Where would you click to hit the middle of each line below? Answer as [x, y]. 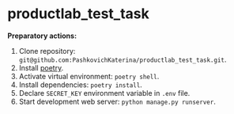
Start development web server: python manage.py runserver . [117, 101]
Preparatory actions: [42, 36]
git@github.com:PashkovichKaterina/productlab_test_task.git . [123, 59]
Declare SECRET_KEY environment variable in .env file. [104, 93]
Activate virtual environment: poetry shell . [89, 76]
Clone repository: [47, 51]
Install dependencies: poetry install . [81, 85]
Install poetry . [41, 67]
